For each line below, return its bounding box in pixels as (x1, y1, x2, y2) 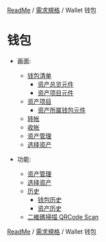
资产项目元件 (37, 88, 74, 97)
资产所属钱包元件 (37, 105, 86, 114)
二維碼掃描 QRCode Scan (27, 212, 99, 221)
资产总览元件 (37, 80, 74, 88)
